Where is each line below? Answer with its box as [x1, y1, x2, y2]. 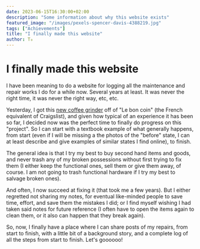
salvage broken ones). [6, 174, 61, 182]
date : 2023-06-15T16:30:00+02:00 [6, 8, 90, 15]
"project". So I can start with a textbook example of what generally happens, [6, 125, 194, 132]
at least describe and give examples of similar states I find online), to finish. [6, 138, 192, 145]
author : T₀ [6, 36, 33, 42]
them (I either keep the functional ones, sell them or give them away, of [6, 162, 181, 169]
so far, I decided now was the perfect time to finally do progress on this [6, 119, 182, 126]
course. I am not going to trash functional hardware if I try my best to [6, 168, 176, 176]
